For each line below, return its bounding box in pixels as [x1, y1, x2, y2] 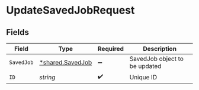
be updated [129, 62, 162, 70]
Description [143, 45, 176, 53]
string [39, 73, 56, 81]
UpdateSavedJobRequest [6, 4, 135, 17]
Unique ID [129, 73, 158, 81]
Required [97, 45, 124, 53]
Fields [6, 27, 30, 37]
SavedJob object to [129, 54, 184, 63]
